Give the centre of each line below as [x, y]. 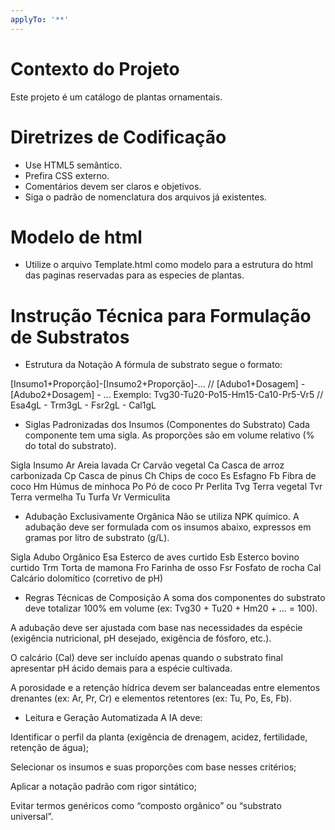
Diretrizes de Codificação [118, 137]
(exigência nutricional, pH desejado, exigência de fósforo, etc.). [141, 638]
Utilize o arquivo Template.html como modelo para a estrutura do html [168, 265]
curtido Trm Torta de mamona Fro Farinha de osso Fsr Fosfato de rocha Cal [166, 568]
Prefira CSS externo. [67, 175]
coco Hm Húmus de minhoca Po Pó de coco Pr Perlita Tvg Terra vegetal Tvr [166, 487]
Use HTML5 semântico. [73, 165]
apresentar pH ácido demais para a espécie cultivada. [121, 668]
